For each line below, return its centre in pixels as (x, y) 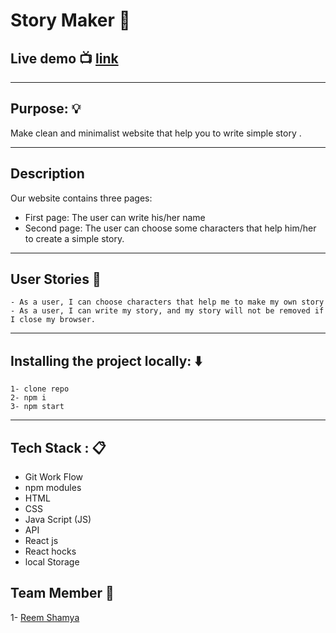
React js (41, 541)
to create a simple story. (74, 238)
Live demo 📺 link (64, 58)
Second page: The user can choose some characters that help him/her (170, 228)
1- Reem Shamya (45, 617)
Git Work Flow (53, 477)
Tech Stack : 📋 (58, 447)
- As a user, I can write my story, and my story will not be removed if (167, 311)
